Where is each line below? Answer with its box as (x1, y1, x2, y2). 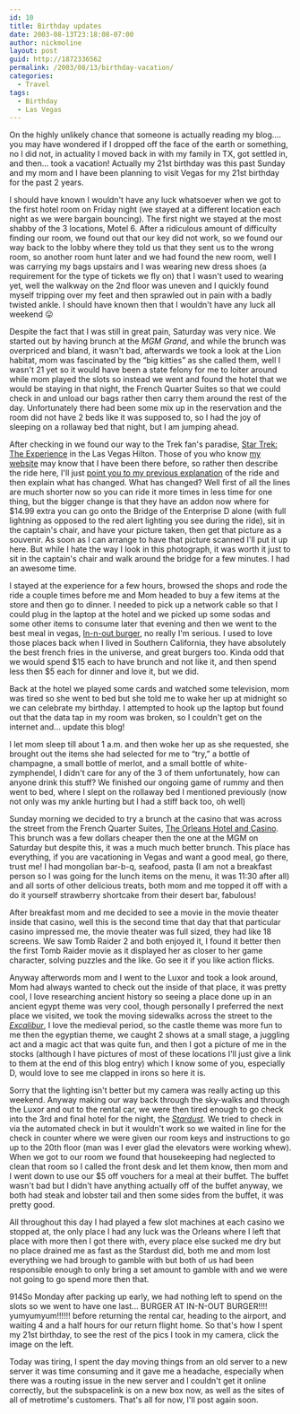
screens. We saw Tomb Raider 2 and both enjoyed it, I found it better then (9, 936, 281, 947)
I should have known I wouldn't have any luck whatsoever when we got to (9, 195, 281, 205)
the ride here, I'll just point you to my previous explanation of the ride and (9, 467, 279, 478)
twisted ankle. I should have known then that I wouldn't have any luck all (9, 300, 276, 310)
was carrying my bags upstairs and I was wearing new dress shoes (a (9, 261, 267, 272)
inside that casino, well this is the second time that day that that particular (9, 917, 281, 928)
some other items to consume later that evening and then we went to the (9, 618, 278, 629)
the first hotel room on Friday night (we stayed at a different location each (9, 204, 281, 215)
